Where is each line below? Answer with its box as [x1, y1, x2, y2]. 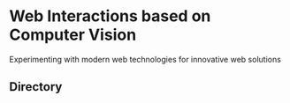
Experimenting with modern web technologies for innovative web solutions [9, 54, 281, 64]
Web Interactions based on [9, 6, 211, 26]
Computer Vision [9, 25, 137, 45]
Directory [9, 79, 63, 94]
